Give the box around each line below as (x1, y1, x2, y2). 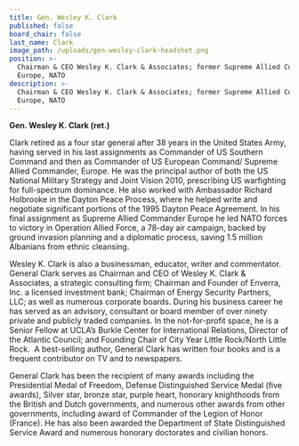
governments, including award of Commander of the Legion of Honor (9, 409, 263, 419)
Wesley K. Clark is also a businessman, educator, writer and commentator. (9, 259, 282, 270)
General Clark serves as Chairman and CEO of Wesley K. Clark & (9, 268, 246, 279)
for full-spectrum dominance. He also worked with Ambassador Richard (9, 184, 273, 196)
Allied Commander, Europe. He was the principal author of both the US (9, 166, 269, 176)
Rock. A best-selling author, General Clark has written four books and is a (9, 344, 280, 354)
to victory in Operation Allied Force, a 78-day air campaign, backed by (9, 223, 267, 233)
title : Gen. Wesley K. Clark (9, 12, 117, 22)
